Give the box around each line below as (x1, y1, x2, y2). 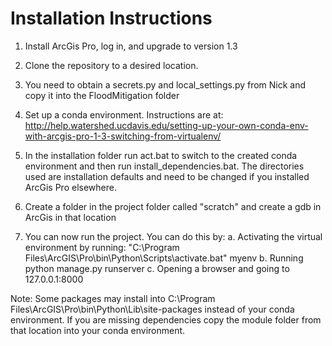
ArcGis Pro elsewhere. (24, 181, 117, 193)
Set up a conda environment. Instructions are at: (24, 108, 224, 121)
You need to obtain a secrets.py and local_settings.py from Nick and (24, 78, 307, 91)
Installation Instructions (10, 7, 213, 30)
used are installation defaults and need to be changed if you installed (24, 170, 310, 182)
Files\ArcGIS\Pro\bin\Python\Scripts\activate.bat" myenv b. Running (24, 252, 304, 264)
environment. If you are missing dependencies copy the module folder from (10, 313, 322, 326)
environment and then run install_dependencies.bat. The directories (24, 160, 305, 172)
